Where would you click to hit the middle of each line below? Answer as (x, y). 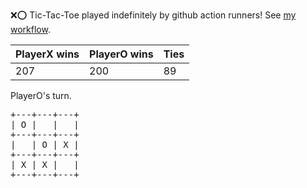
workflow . (30, 29)
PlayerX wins (47, 54)
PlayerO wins (121, 54)
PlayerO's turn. (41, 95)
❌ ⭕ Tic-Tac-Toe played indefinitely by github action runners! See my (153, 15)
